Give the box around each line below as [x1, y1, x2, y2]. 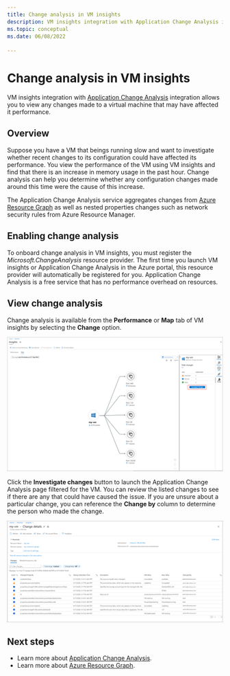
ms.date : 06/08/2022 [7, 33, 66, 40]
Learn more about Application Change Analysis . [16, 654, 152, 662]
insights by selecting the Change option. [7, 323, 122, 331]
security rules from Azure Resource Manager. [7, 210, 136, 218]
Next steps [7, 635, 55, 647]
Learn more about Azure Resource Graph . [16, 662, 136, 670]
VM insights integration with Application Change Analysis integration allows [7, 93, 220, 102]
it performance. [7, 108, 51, 116]
